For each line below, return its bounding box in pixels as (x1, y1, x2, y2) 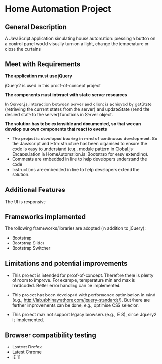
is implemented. (12, 317, 44, 323)
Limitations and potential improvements (5, 259, 128, 268)
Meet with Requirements (5, 60, 81, 69)
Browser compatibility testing (5, 331, 97, 339)
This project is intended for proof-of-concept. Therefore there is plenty (12, 272, 154, 278)
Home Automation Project (5, 3, 111, 15)
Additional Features (5, 186, 66, 194)
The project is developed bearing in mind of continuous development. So (12, 135, 158, 141)
